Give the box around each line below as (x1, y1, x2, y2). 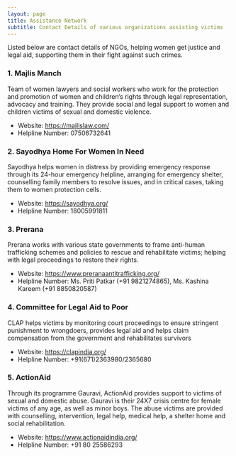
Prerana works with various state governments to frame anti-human (7, 240, 206, 249)
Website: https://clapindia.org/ (17, 347, 106, 356)
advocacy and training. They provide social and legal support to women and (7, 100, 230, 108)
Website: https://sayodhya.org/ (17, 198, 108, 207)
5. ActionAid (7, 373, 51, 383)
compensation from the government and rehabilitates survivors (7, 334, 191, 342)
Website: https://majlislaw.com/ (17, 121, 110, 129)
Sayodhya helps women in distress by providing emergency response (7, 162, 210, 171)
